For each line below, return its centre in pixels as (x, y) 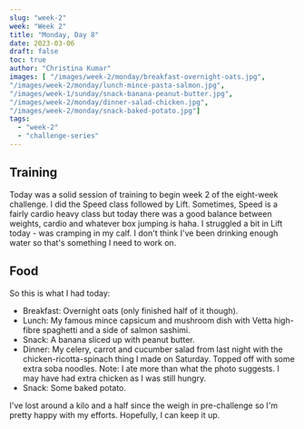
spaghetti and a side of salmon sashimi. (116, 330)
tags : (20, 119)
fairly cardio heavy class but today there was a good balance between (141, 213)
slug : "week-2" (38, 18)
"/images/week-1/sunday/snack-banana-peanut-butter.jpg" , (121, 93)
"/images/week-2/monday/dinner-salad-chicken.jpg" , (109, 102)
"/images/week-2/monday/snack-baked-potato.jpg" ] (105, 111)
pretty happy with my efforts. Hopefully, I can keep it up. (115, 414)
